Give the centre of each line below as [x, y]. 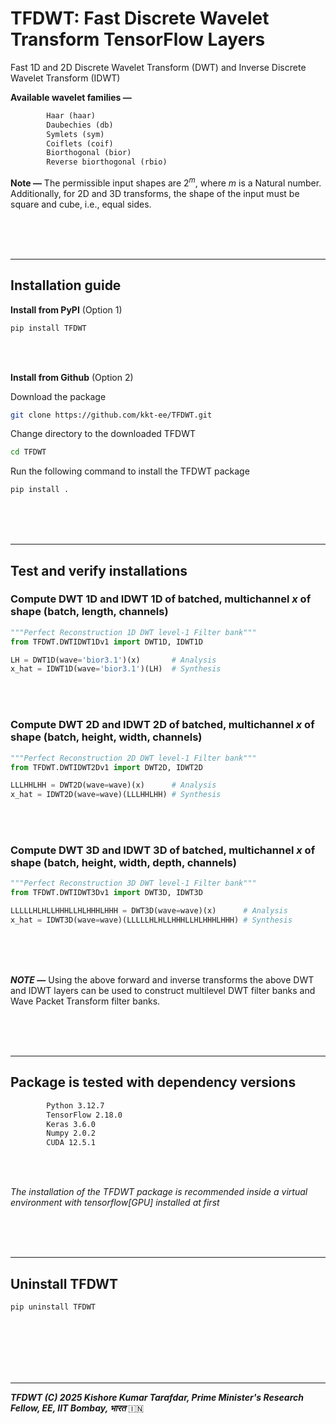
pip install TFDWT [48, 328]
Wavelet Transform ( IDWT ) [65, 78]
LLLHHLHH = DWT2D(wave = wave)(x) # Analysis [113, 785]
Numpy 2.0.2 [71, 1133]
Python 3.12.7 [75, 1105]
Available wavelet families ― [71, 97]
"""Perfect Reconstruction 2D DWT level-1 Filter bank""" [133, 758]
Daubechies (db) [80, 125]
